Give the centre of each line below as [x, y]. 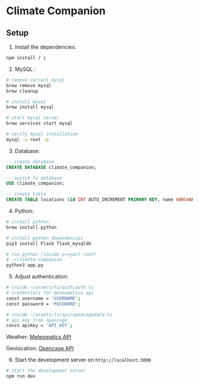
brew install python [32, 227]
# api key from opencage [37, 320]
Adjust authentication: [41, 277]
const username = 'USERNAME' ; [44, 298]
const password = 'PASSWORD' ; [44, 304]
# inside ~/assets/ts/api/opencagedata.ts [59, 315]
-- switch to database [34, 178]
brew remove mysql [29, 85]
